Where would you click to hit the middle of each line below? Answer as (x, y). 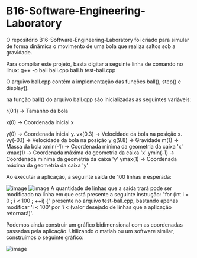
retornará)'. (20, 213)
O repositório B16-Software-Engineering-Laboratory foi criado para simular (98, 40)
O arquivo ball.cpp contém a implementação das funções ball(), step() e (94, 82)
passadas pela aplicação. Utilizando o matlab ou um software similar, (90, 231)
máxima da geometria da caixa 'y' (47, 165)
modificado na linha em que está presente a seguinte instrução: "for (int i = (98, 194)
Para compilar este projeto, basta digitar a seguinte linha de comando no (95, 64)
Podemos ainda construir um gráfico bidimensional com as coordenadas (95, 225)
